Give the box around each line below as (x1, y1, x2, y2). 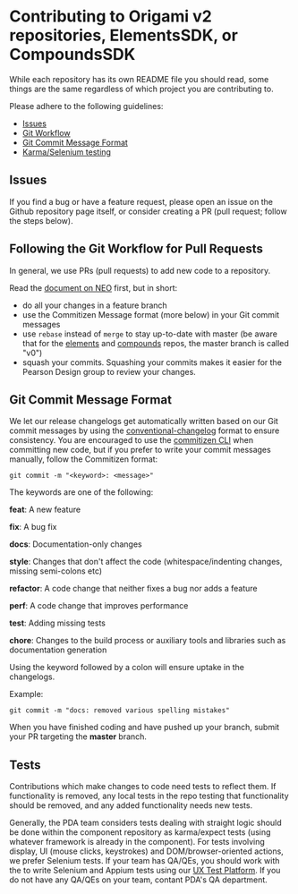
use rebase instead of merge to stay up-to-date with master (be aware (21, 328, 277, 339)
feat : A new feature (9, 504, 81, 515)
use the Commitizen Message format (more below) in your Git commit (21, 309, 280, 319)
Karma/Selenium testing (21, 146, 112, 158)
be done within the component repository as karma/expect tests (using (9, 827, 271, 838)
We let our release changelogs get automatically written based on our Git (9, 416, 279, 427)
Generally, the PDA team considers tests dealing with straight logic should (9, 817, 282, 829)
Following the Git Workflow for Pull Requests (9, 242, 264, 257)
